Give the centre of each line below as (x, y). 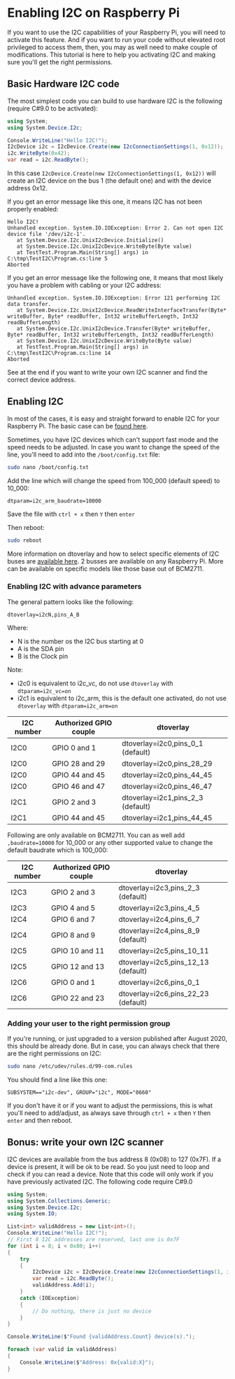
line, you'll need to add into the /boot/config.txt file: (84, 454)
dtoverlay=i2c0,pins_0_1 (163, 743)
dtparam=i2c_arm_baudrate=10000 (54, 501)
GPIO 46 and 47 (79, 786)
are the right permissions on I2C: (55, 1053)
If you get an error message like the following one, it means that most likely (115, 278)
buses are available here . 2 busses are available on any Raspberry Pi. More (115, 561)
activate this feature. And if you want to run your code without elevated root (116, 39)
